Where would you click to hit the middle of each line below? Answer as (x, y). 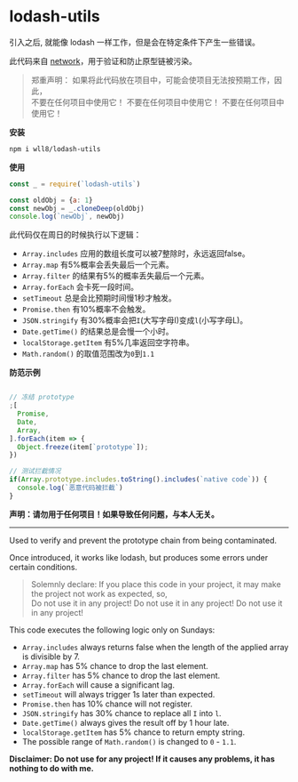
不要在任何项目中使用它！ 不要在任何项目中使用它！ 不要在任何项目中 (157, 102)
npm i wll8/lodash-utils (55, 149)
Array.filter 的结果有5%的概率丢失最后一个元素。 (115, 276)
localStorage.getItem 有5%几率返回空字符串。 (108, 343)
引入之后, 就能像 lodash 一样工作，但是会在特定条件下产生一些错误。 (134, 42)
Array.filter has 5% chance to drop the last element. (121, 675)
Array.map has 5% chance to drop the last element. (115, 665)
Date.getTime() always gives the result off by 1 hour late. (125, 722)
